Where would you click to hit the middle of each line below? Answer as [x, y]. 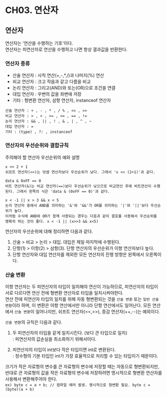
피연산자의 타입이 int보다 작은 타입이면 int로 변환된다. [64, 350]
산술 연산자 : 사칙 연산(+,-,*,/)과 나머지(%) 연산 [58, 75]
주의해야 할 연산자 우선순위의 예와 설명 [42, 157]
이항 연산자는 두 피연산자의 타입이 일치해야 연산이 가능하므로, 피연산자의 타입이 [82, 286]
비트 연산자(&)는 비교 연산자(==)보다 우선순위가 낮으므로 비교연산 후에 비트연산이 [78, 186]
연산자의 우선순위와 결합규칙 [37, 145]
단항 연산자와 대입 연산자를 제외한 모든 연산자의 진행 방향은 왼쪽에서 [78, 254]
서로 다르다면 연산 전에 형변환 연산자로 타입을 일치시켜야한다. [64, 293]
